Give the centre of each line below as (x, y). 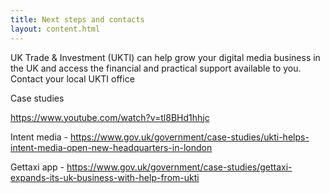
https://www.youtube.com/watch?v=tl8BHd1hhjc (110, 117)
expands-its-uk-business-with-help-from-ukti (105, 177)
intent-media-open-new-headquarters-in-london (111, 147)
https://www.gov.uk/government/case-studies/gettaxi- (179, 167)
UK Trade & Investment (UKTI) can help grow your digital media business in (165, 57)
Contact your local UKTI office (72, 78)
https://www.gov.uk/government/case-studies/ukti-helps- (190, 137)
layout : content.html (55, 29)
